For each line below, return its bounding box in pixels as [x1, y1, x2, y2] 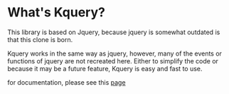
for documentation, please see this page [7, 78, 126, 86]
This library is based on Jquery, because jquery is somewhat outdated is [7, 28, 220, 36]
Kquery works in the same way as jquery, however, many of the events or [7, 49, 223, 58]
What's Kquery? [7, 4, 105, 21]
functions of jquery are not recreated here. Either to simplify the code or [7, 56, 219, 65]
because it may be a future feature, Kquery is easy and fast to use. [7, 64, 203, 73]
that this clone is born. [7, 35, 73, 43]
